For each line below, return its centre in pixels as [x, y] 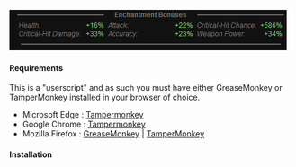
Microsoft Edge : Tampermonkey [83, 115]
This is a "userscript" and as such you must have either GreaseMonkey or [146, 88]
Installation [31, 154]
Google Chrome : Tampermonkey [84, 124]
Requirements [36, 67]
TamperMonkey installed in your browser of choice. [105, 97]
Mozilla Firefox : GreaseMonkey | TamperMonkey [113, 134]
